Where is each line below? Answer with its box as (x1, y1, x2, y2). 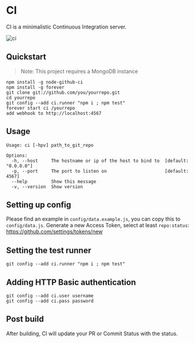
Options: (6, 153, 28, 158)
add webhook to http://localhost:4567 (6, 110, 102, 116)
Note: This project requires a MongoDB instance (20, 68, 138, 75)
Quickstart (6, 52, 47, 62)
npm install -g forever (6, 84, 65, 90)
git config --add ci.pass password (6, 298, 94, 304)
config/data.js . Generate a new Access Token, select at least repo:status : (6, 222, 190, 229)
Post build (6, 314, 44, 324)
